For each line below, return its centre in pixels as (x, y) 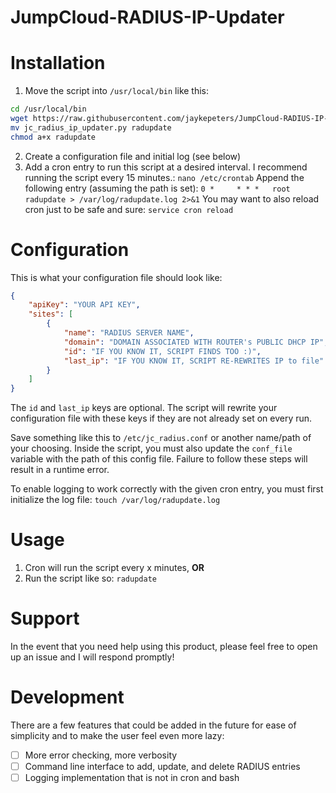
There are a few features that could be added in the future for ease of (153, 725)
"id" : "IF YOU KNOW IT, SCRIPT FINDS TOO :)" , (162, 351)
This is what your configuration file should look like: (116, 277)
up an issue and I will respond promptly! (92, 657)
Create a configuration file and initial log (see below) (133, 156)
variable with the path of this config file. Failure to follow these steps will (159, 459)
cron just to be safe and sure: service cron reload (129, 209)
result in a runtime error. (60, 470)
